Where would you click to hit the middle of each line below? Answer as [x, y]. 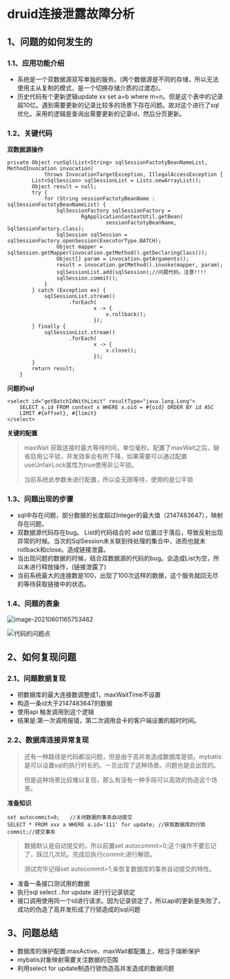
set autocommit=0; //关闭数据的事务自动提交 [70, 817]
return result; [54, 369]
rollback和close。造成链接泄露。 [63, 550]
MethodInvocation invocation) [51, 169]
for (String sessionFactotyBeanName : [100, 199]
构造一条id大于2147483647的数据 [65, 704]
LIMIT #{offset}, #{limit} [58, 414]
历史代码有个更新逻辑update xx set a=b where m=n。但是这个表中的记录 [120, 96]
